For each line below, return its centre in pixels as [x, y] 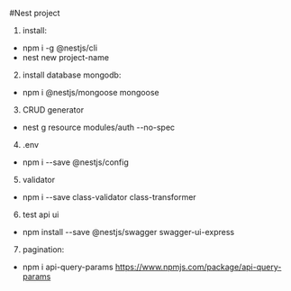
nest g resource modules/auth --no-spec [99, 127]
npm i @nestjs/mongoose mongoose [91, 92]
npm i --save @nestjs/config [75, 162]
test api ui [41, 214]
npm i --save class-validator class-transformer [109, 197]
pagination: [43, 250]
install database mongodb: [72, 75]
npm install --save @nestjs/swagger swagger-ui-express [128, 232]
